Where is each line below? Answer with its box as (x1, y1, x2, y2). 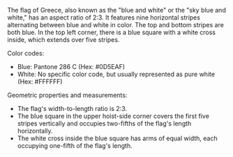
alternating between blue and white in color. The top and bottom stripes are (7, 21, 225, 29)
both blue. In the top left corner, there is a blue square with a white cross (7, 28, 216, 36)
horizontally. (17, 127, 54, 135)
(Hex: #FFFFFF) (17, 77, 63, 86)
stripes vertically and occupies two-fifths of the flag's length (17, 119, 192, 128)
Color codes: (7, 49, 45, 57)
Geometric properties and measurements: (7, 91, 128, 99)
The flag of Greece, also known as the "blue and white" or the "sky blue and (7, 6, 227, 14)
